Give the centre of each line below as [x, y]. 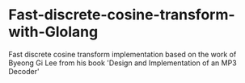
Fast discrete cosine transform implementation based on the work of [122, 54]
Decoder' [24, 71]
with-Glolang [53, 32]
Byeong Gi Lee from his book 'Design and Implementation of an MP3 [122, 63]
